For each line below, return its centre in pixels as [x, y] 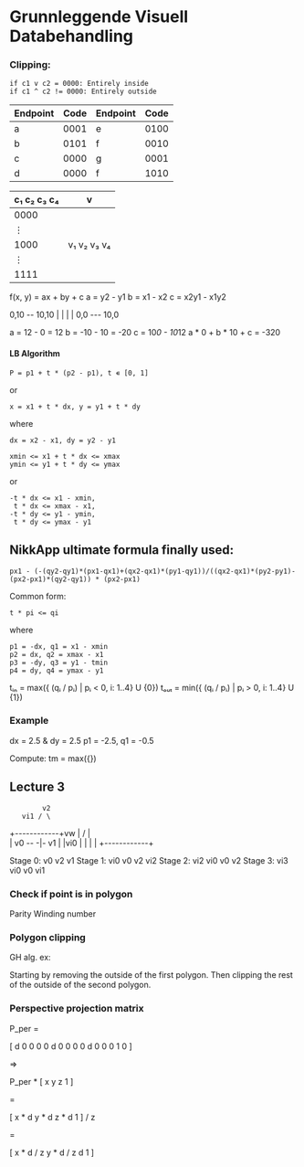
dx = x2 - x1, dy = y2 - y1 [63, 440]
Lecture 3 [37, 787]
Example [29, 721]
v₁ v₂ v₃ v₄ [89, 245]
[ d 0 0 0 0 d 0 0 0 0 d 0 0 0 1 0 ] [71, 1046]
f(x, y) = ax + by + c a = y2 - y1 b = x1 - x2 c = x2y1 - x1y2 [118, 297]
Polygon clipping [48, 937]
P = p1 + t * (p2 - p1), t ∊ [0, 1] [79, 373]
